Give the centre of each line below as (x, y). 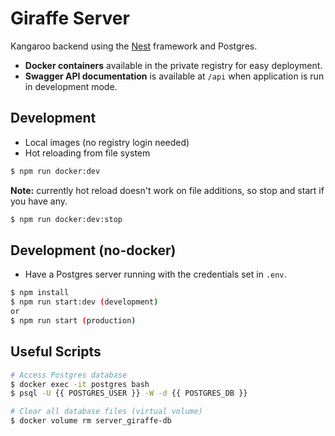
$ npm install (40, 293)
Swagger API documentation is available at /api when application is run (174, 76)
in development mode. (71, 86)
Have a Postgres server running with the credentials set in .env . (155, 274)
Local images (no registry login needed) (107, 142)
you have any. (39, 201)
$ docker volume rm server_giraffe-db (91, 421)
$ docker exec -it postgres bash (80, 384)
